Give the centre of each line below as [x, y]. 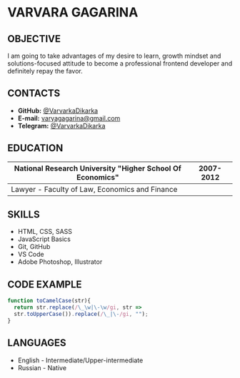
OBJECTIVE [34, 39]
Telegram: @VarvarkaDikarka [61, 126]
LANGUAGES [37, 343]
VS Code [31, 255]
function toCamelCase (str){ [49, 301]
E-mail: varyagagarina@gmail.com [69, 118]
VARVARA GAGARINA [73, 12]
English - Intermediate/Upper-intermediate [80, 360]
